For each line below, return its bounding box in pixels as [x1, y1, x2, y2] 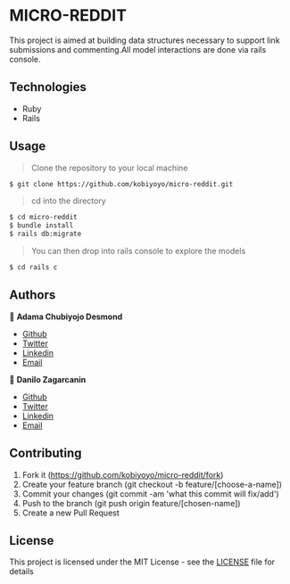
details [9, 566, 34, 577]
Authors [9, 287, 56, 303]
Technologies [9, 79, 87, 95]
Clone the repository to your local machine [30, 162, 188, 173]
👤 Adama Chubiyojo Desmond [9, 311, 123, 322]
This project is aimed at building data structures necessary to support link [9, 35, 280, 45]
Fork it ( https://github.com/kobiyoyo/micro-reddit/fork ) [21, 469, 224, 480]
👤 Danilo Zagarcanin [9, 374, 87, 384]
